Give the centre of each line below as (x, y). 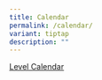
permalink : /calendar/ (51, 25)
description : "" (39, 42)
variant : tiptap (39, 33)
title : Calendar (39, 17)
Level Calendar (37, 67)
